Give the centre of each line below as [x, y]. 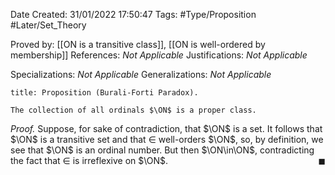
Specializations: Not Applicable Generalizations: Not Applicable [141, 74]
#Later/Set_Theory [48, 25]
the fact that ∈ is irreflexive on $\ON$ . [89, 160]
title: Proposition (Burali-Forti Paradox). [104, 93]
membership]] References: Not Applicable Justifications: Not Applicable [159, 55]
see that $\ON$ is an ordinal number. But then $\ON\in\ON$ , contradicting [162, 150]
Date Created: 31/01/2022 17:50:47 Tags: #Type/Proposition [133, 14]
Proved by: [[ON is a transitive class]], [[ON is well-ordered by [138, 44]
